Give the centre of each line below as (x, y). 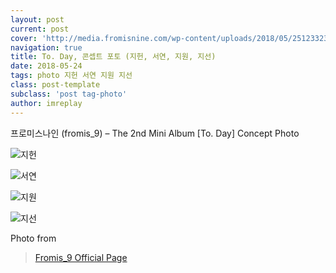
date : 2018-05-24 (46, 66)
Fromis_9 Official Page (81, 257)
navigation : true (46, 47)
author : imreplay (46, 103)
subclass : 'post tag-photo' (69, 94)
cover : (24, 38)
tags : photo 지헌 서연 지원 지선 (71, 76)
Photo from (33, 238)
